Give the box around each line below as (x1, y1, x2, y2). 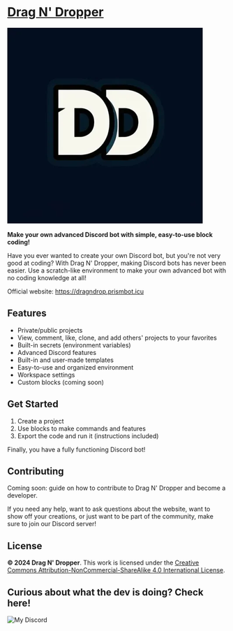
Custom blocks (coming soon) (17, 378, 105, 386)
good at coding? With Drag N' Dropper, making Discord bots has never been (7, 259, 227, 267)
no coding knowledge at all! (7, 273, 87, 282)
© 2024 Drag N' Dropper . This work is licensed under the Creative (7, 558, 200, 567)
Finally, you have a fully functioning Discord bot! (7, 445, 146, 454)
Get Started (7, 398, 59, 410)
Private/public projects (17, 326, 83, 334)
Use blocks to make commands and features (17, 424, 146, 433)
